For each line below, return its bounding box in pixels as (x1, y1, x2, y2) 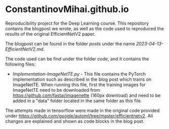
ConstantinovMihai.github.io (5, 4, 129, 15)
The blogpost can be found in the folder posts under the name (5, 40, 135, 46)
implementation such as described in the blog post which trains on (12, 76, 152, 82)
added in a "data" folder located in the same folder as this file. (12, 97, 142, 104)
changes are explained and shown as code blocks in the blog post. (5, 118, 145, 124)
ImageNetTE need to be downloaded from (12, 87, 100, 93)
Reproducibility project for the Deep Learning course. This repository (5, 20, 149, 26)
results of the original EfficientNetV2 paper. (5, 31, 96, 37)
